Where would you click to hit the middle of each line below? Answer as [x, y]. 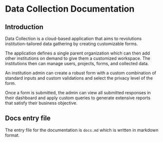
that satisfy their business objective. [41, 103]
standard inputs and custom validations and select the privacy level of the [79, 78]
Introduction [24, 27]
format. [12, 135]
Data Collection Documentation [70, 9]
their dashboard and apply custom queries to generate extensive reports [78, 98]
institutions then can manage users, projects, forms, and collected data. [77, 63]
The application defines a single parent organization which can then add [77, 53]
